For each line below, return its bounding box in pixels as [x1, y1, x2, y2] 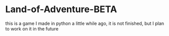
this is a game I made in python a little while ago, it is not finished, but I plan [5, 20, 164, 26]
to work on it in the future [5, 25, 59, 31]
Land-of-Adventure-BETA [5, 4, 117, 15]
